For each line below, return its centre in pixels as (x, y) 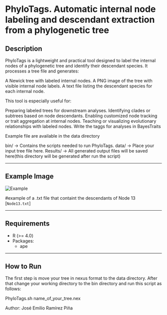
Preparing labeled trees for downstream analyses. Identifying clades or (78, 111)
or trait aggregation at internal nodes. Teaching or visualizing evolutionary (81, 121)
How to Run (23, 267)
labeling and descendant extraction (80, 20)
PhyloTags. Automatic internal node (81, 9)
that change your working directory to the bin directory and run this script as (83, 284)
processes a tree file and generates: (42, 71)
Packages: (23, 241)
